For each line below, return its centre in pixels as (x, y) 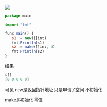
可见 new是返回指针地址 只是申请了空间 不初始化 (54, 89)
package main (18, 16)
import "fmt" (18, 25)
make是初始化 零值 (24, 100)
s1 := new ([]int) (29, 38)
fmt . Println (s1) (28, 43)
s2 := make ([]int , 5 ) (33, 47)
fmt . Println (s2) (28, 52)
